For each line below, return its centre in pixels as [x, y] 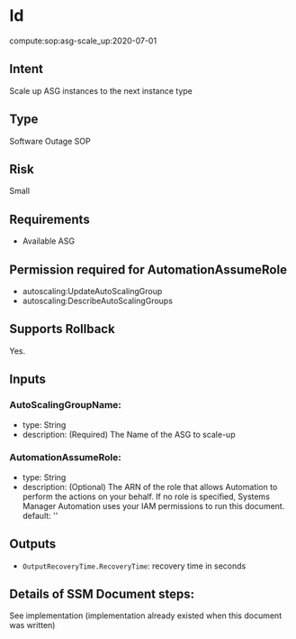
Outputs [33, 544]
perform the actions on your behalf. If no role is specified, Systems [146, 496]
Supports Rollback [62, 329]
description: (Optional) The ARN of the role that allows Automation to [150, 486]
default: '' [40, 515]
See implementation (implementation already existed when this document [145, 616]
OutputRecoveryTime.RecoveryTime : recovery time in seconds [134, 566]
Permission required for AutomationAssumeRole [148, 269]
